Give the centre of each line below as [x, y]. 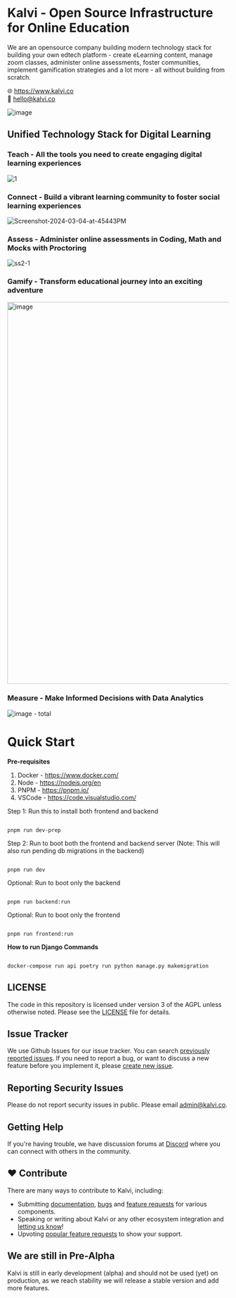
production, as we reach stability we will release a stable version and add [113, 1280]
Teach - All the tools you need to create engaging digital [105, 155]
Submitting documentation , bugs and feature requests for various [112, 1204]
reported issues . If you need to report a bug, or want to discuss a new [108, 1058]
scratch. [19, 77]
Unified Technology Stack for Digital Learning [109, 135]
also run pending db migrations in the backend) [76, 850]
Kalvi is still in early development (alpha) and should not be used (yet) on [113, 1273]
